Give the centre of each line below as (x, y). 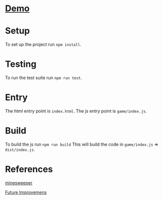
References (29, 169)
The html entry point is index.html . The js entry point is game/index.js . (76, 111)
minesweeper (19, 183)
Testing (21, 64)
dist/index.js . (20, 149)
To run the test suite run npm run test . (44, 78)
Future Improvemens (26, 192)
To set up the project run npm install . (43, 44)
